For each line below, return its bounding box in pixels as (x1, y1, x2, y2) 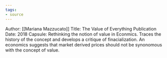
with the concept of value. (5, 47, 60, 53)
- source (5, 12, 24, 17)
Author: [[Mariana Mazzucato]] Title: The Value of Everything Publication (5, 25, 156, 31)
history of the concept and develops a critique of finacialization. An (5, 36, 145, 42)
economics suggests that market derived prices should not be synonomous (5, 41, 162, 47)
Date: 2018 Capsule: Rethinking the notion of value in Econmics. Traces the (5, 31, 161, 37)
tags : (5, 7, 17, 12)
